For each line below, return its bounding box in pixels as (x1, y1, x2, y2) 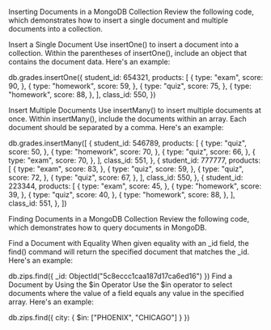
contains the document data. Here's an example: (8, 57, 171, 66)
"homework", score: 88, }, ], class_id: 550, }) (8, 90, 156, 99)
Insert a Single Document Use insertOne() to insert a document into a (8, 40, 239, 49)
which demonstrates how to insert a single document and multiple (8, 15, 229, 25)
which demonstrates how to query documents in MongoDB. (8, 222, 207, 232)
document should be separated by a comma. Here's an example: (8, 123, 224, 132)
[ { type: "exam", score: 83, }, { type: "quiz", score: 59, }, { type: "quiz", (8, 164, 244, 173)
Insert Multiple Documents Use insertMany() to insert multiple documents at (8, 105, 261, 115)
